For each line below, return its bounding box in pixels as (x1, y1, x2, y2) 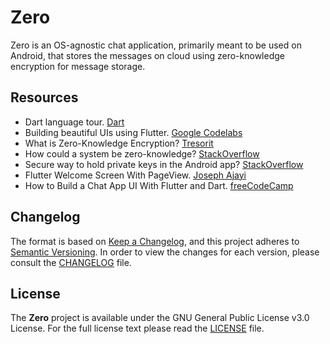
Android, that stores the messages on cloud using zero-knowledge (10, 49, 285, 61)
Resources (10, 89, 79, 106)
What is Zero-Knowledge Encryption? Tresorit (24, 137, 214, 149)
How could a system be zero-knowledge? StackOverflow (24, 147, 260, 160)
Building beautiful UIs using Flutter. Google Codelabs (24, 126, 243, 138)
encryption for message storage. (10, 60, 146, 72)
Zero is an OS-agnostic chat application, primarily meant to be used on (10, 39, 302, 51)
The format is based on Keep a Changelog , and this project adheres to (10, 235, 300, 247)
